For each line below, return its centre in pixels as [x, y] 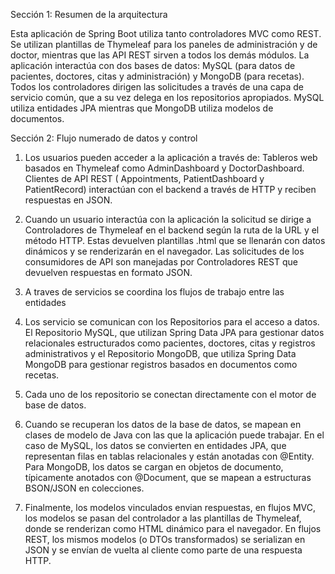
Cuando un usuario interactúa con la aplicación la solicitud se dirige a [168, 219]
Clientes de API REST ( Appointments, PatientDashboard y [144, 178]
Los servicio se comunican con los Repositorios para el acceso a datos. [172, 322]
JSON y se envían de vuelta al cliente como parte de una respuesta [163, 550]
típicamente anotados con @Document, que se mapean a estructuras [168, 477]
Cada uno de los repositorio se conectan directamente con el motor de [170, 394]
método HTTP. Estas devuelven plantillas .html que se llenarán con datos [175, 240]
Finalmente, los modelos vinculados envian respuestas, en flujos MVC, [170, 507]
